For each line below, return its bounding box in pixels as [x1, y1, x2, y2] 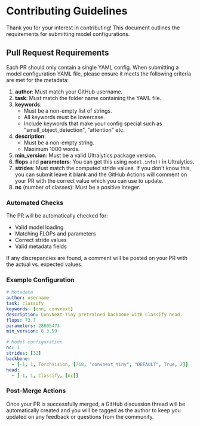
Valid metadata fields [14, 243, 67, 250]
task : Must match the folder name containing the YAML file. [14, 94, 162, 101]
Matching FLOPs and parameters [14, 230, 97, 237]
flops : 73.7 [6, 317, 36, 323]
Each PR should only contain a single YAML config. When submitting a [6, 64, 179, 71]
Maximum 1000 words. [23, 145, 80, 152]
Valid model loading [14, 223, 64, 231]
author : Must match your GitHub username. [14, 88, 123, 95]
